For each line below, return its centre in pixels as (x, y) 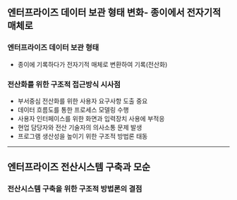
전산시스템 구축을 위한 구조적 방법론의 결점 (75, 189)
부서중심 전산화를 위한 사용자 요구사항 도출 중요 (83, 101)
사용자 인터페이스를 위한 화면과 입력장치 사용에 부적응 (91, 118)
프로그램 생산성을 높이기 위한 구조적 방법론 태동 (83, 136)
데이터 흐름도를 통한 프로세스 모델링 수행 (73, 110)
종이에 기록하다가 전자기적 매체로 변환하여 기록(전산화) (92, 64)
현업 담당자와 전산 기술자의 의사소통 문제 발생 (80, 127)
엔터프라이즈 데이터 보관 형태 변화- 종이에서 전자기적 (114, 13)
